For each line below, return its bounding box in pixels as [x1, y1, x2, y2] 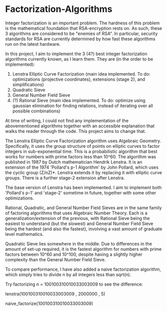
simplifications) [12, 81, 44, 88]
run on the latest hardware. [5, 41, 61, 47]
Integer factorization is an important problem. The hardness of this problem [5, 20, 160, 26]
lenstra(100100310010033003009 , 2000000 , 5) [5, 291, 106, 297]
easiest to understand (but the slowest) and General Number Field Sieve [5, 220, 154, 226]
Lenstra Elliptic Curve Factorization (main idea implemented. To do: [12, 71, 151, 77]
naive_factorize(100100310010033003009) [5, 300, 94, 307]
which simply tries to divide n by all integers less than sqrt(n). [5, 271, 132, 277]
